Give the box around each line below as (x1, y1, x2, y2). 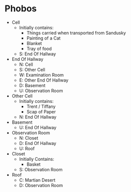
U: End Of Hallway (19, 124, 57, 130)
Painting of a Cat (26, 35, 61, 41)
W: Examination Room (19, 72, 64, 78)
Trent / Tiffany (26, 103, 56, 109)
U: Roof (19, 145, 35, 151)
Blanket (26, 40, 43, 46)
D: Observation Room (19, 182, 63, 188)
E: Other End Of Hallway (19, 77, 69, 83)
